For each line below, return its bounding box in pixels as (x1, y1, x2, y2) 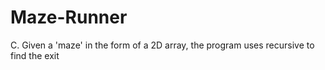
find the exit (10, 49, 60, 61)
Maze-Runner (10, 6, 128, 29)
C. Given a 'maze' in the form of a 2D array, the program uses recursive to (10, 39, 315, 51)
